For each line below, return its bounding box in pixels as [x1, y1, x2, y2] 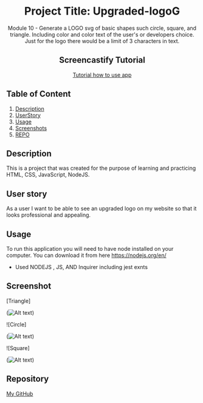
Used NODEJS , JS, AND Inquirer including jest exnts [15, 264, 148, 270]
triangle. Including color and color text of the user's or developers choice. [10, 30, 194, 38]
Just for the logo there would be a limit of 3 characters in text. [24, 37, 180, 44]
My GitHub [6, 390, 33, 397]
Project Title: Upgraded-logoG [24, 4, 181, 18]
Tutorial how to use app [72, 71, 132, 79]
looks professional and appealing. [6, 211, 91, 219]
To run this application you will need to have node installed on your [6, 245, 174, 252]
